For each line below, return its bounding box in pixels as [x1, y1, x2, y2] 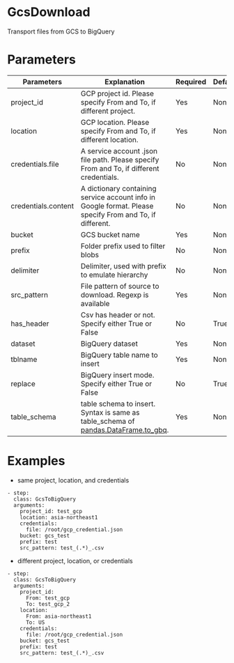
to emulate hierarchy [80, 270, 148, 280]
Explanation [104, 77, 145, 86]
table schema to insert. [80, 399, 155, 409]
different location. [80, 135, 139, 144]
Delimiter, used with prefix [80, 261, 167, 270]
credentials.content [10, 201, 75, 211]
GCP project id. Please [80, 89, 155, 98]
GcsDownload [7, 4, 91, 20]
